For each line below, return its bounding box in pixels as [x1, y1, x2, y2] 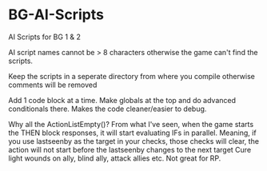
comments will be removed [8, 80, 98, 89]
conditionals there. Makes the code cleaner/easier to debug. [8, 104, 207, 113]
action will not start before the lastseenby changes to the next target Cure [8, 145, 252, 154]
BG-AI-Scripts [8, 6, 104, 24]
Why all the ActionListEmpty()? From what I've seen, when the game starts [8, 119, 254, 129]
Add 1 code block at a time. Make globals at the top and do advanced [8, 95, 236, 105]
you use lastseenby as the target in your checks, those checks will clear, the [8, 136, 260, 145]
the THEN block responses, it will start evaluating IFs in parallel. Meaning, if [8, 128, 257, 137]
